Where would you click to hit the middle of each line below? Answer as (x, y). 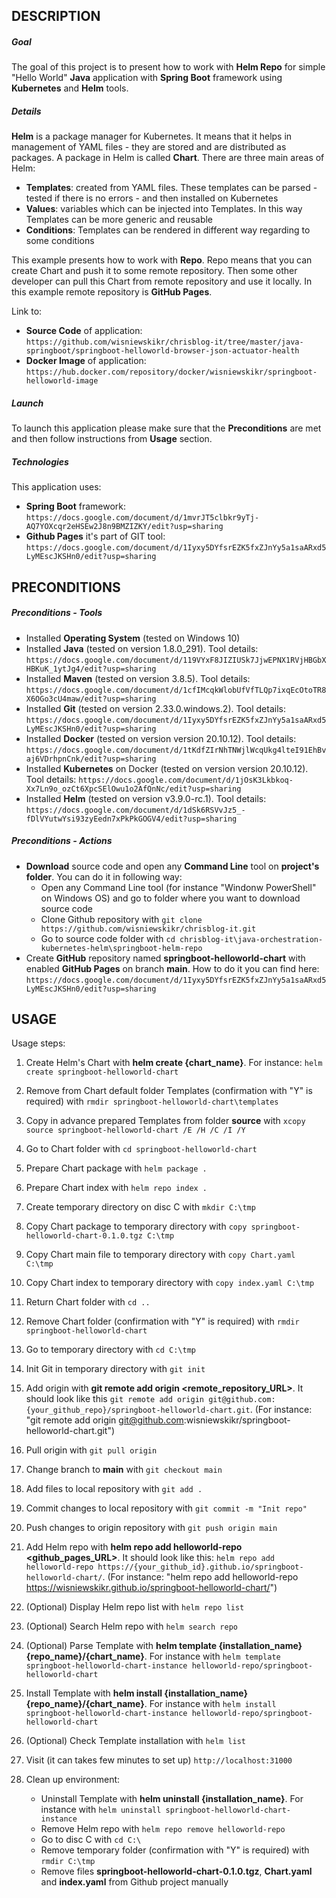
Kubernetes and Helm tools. (70, 88)
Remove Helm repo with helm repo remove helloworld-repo (163, 1829)
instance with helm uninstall (101, 1810)
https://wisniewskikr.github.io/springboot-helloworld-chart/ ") (151, 1588)
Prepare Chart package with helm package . (116, 1168)
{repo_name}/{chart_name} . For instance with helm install (151, 1704)
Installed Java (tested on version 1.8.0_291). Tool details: (142, 648)
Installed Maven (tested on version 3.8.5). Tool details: (138, 678)
